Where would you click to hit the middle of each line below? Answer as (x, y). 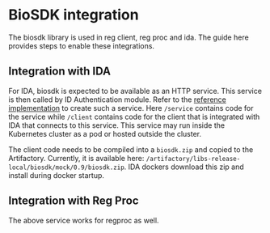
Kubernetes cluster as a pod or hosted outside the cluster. (105, 133)
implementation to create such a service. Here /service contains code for (131, 108)
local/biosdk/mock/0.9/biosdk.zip (67, 167)
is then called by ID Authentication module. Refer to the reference (117, 100)
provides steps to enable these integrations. (82, 45)
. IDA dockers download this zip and (184, 167)
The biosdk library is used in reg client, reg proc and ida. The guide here (129, 37)
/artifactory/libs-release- (193, 159)
